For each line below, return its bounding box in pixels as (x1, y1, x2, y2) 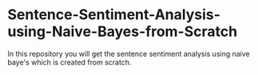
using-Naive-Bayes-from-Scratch (7, 22, 237, 41)
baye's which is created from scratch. (7, 57, 132, 67)
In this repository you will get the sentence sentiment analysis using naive (7, 49, 250, 58)
